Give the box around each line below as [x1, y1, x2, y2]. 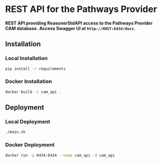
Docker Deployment [5, 141, 55, 148]
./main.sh [5, 129, 26, 134]
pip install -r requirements [5, 66, 66, 71]
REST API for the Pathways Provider [5, 3, 157, 15]
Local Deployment [5, 118, 50, 125]
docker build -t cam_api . [5, 89, 61, 94]
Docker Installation [5, 78, 52, 85]
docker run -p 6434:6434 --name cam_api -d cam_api [5, 152, 115, 158]
